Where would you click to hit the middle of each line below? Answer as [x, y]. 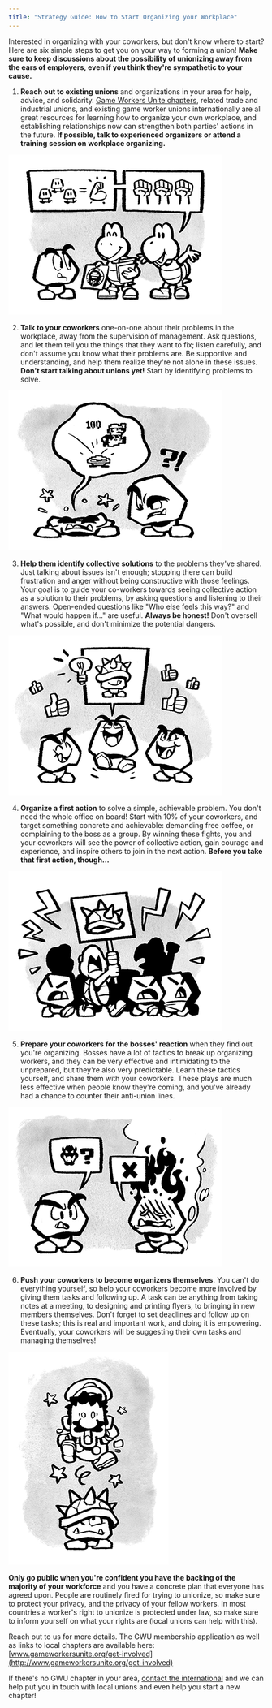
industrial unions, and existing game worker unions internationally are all [141, 109]
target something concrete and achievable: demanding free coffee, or [137, 825]
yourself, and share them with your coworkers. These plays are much [136, 1078]
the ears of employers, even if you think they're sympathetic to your [126, 67]
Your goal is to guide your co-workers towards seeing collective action [138, 589]
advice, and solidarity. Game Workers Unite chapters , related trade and [139, 100]
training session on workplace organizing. [93, 143]
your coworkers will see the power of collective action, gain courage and [142, 842]
